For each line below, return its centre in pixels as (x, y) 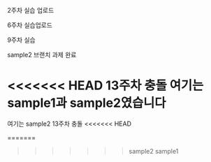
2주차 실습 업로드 (31, 10)
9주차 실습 (22, 40)
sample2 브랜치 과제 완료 (42, 55)
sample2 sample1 (154, 151)
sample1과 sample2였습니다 (87, 103)
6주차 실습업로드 (30, 25)
